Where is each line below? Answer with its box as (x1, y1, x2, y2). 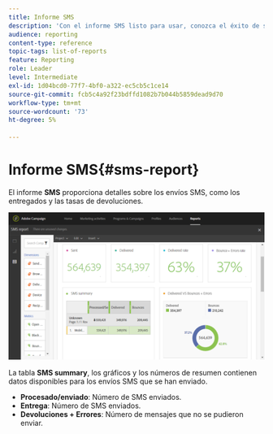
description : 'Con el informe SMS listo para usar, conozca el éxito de (8, 21, 260, 30)
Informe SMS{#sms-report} (8, 161, 200, 179)
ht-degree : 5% (8, 116, 57, 124)
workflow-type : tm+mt (8, 98, 82, 107)
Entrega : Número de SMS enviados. (19, 401, 141, 410)
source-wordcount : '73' (8, 107, 89, 115)
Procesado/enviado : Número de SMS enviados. (19, 393, 182, 402)
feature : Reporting (8, 56, 75, 64)
